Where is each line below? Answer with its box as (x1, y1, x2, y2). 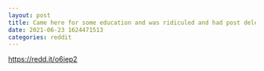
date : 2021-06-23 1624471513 (8, 26, 104, 34)
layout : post (8, 11, 51, 20)
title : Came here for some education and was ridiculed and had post (8, 19, 241, 27)
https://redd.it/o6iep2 (8, 55, 78, 64)
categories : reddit (8, 33, 72, 41)
